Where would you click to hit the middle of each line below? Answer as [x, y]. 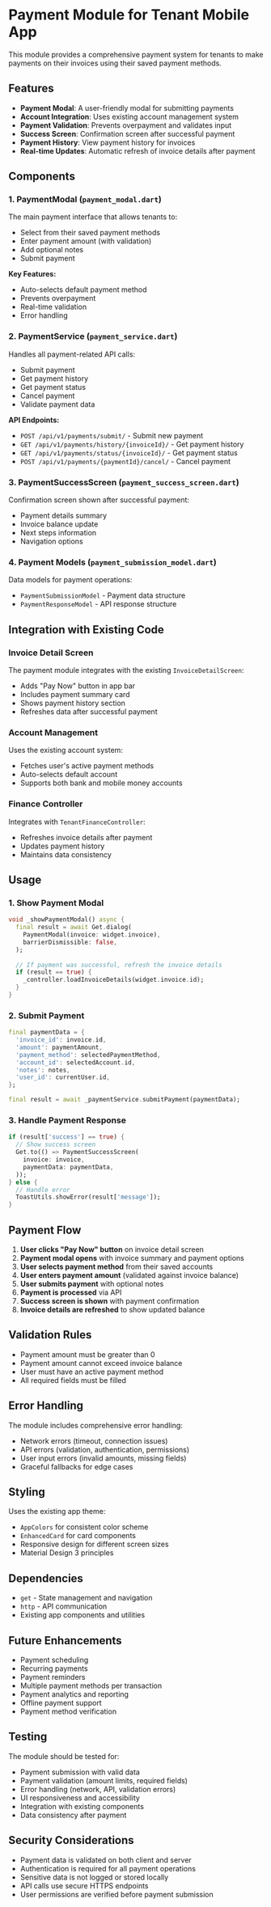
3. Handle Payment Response [68, 1120]
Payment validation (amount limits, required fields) [104, 1780]
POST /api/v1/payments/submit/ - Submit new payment [112, 435]
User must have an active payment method [92, 1372]
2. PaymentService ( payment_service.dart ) [93, 336]
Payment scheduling [54, 1660]
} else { [23, 1182]
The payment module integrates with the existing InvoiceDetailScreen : [126, 670]
